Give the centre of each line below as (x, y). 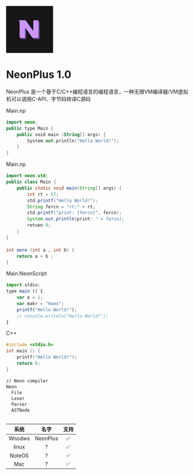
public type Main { (30, 128)
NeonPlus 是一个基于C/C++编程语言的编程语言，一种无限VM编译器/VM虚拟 (97, 91)
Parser (19, 404)
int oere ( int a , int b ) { (40, 250)
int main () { (23, 351)
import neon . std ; (27, 176)
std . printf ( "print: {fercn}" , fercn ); (74, 213)
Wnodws (19, 439)
